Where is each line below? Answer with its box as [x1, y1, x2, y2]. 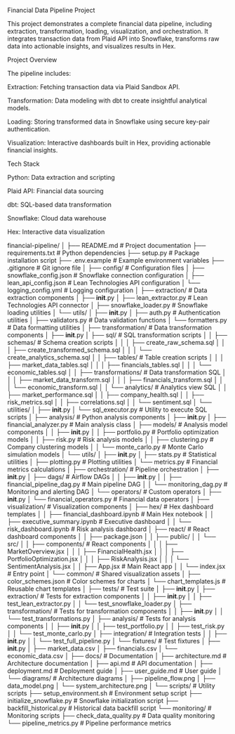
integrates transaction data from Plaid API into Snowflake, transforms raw [7, 34, 220, 43]
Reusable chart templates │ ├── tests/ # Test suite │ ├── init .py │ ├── [7, 584, 215, 593]
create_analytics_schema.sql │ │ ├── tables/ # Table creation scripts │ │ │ [7, 353, 224, 361]
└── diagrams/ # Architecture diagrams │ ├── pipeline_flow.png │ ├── [7, 674, 216, 682]
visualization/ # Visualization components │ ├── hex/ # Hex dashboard [7, 502, 214, 511]
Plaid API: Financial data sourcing [7, 187, 104, 195]
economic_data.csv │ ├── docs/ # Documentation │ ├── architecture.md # [7, 652, 227, 660]
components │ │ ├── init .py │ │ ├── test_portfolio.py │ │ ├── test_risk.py [7, 622, 224, 630]
